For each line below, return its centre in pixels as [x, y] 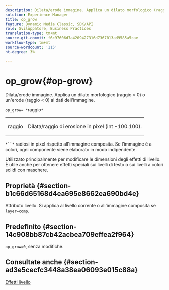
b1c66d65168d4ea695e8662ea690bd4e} [72, 193]
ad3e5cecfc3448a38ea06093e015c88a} [72, 270]
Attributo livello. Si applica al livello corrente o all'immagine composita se [81, 206]
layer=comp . [17, 211]
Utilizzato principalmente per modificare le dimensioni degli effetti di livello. [83, 159]
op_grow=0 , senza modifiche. [34, 247]
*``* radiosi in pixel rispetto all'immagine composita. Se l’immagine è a [78, 144]
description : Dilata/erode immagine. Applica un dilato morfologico [78, 10]
